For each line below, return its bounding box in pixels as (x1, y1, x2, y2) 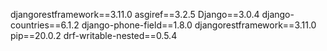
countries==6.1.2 (10, 19, 80, 31)
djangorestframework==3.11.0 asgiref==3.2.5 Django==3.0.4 (10, 9, 260, 20)
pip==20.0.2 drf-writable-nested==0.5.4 (10, 30, 178, 41)
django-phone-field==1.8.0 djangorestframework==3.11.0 (81, 19, 317, 31)
